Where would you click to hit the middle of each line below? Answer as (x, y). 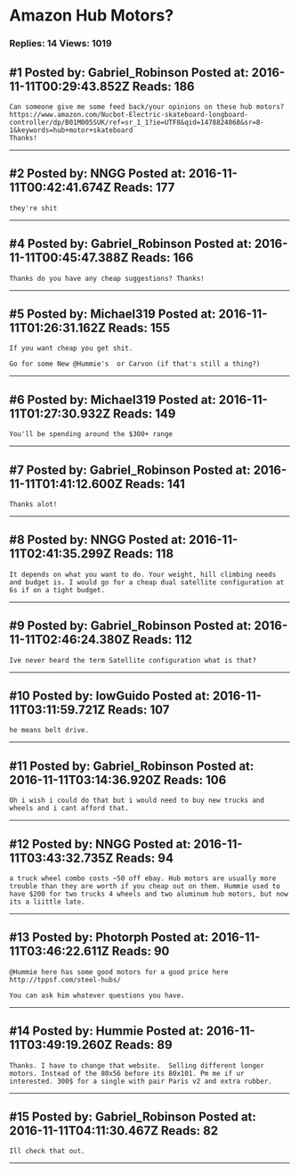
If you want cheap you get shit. (71, 349)
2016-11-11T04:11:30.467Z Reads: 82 (114, 1131)
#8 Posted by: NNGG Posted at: (98, 540)
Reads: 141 (155, 484)
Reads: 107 (139, 710)
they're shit (33, 208)
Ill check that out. (48, 1152)
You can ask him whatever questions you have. (97, 995)
